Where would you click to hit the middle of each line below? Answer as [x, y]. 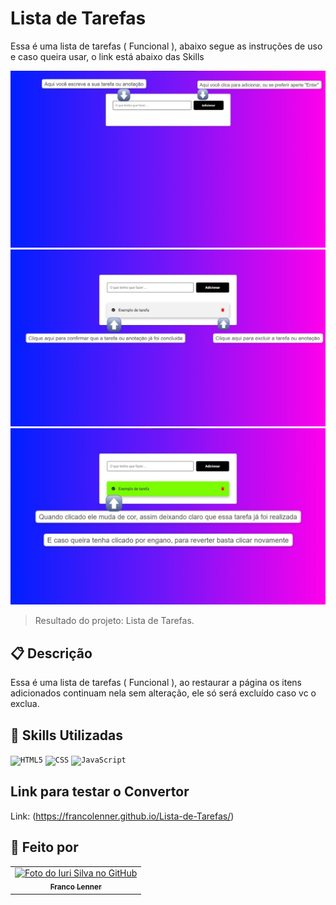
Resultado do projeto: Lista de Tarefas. [114, 621]
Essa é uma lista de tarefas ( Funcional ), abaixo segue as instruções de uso [166, 46]
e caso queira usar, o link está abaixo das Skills [107, 56]
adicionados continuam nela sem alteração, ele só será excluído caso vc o [163, 693]
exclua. [25, 704]
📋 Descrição [51, 653]
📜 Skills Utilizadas [67, 735]
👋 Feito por [44, 847]
